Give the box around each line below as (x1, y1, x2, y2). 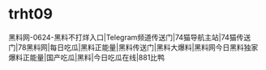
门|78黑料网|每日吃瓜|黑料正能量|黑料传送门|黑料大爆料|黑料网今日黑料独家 (8, 42, 259, 52)
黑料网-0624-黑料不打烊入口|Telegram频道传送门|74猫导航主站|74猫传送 (8, 32, 251, 42)
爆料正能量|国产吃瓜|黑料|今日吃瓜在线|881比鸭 (8, 52, 165, 62)
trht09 (8, 5, 53, 23)
